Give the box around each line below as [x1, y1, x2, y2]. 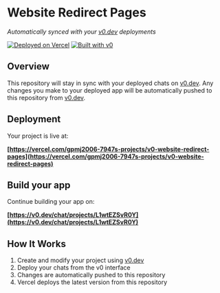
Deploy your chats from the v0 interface [16, 263, 131, 272]
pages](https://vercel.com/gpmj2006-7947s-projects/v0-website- [7, 152, 204, 161]
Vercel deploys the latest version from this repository [16, 278, 168, 286]
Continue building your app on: [7, 198, 95, 206]
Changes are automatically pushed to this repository [16, 271, 166, 279]
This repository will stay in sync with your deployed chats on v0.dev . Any [7, 79, 214, 87]
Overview [7, 60, 50, 73]
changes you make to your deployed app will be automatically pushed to [7, 86, 212, 94]
